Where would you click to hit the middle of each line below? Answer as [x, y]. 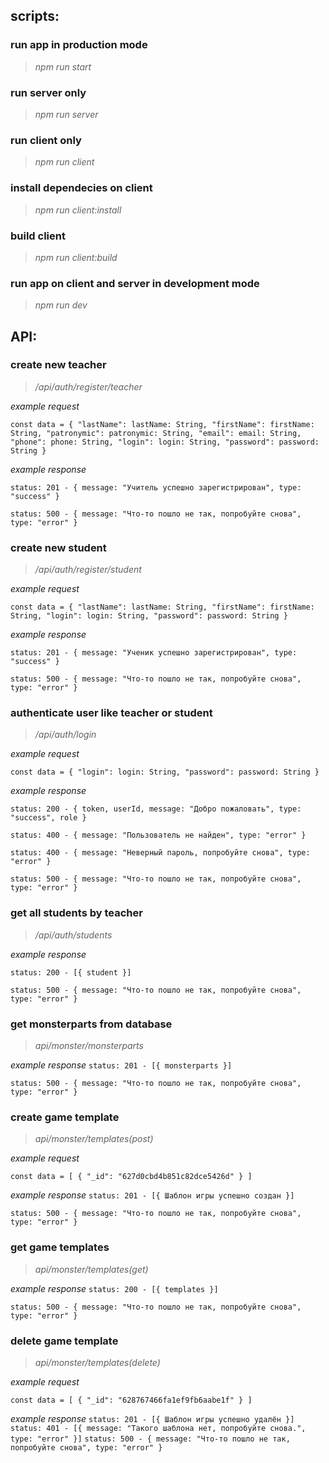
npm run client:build [76, 257]
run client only [46, 140]
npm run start [63, 66]
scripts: [35, 16]
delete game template [64, 1341]
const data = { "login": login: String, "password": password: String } [165, 772]
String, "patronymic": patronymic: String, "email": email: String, [156, 433]
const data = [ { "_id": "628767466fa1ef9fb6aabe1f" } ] [131, 1400]
